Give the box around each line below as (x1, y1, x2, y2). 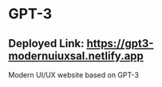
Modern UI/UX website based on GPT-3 (8, 70, 140, 80)
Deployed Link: (8, 37, 85, 50)
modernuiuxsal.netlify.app (8, 49, 144, 62)
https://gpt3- (86, 37, 154, 50)
